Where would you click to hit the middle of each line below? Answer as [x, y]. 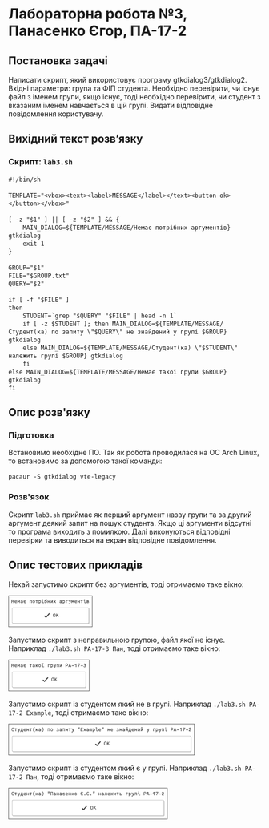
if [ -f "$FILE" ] [39, 300]
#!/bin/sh [25, 180]
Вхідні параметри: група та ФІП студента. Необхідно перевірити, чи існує [134, 88]
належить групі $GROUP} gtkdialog [66, 356]
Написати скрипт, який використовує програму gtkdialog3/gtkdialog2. [128, 80]
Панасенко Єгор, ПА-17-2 [97, 31]
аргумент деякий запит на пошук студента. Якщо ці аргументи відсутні [130, 523]
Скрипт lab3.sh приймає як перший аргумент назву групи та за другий [130, 515]
